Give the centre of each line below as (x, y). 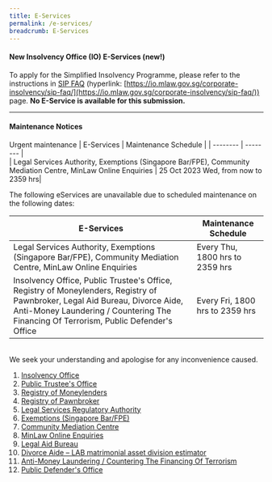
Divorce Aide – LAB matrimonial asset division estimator (113, 452)
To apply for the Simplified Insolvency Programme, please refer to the (125, 74)
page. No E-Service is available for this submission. (97, 100)
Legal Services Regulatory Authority (81, 409)
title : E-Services (40, 16)
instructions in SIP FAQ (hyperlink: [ (68, 83)
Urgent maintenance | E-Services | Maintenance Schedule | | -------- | (126, 144)
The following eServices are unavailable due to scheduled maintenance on (133, 194)
